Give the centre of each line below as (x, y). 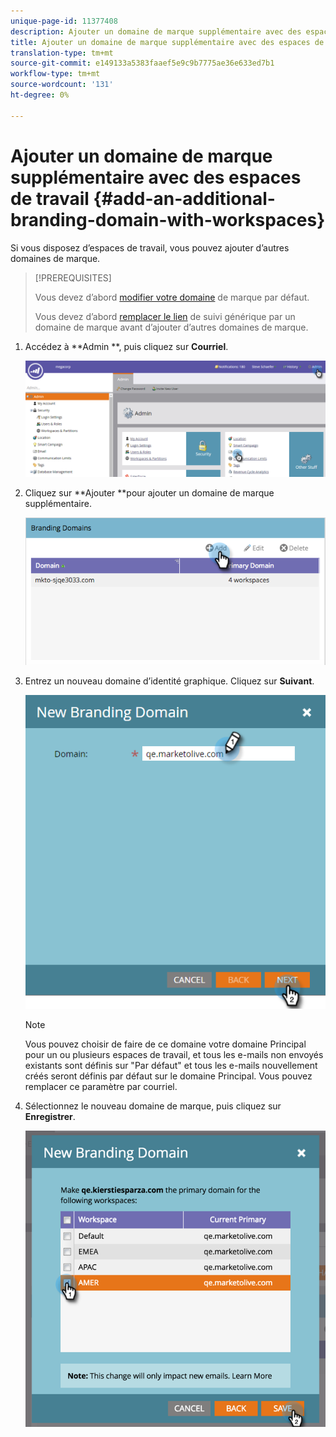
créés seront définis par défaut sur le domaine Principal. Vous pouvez (168, 1076)
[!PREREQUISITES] (73, 277)
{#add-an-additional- (184, 198)
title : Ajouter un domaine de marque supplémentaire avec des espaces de (167, 42)
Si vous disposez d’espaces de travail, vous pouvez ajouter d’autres (150, 247)
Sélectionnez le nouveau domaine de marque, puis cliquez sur (153, 1106)
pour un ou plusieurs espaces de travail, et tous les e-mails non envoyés (174, 1055)
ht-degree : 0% (40, 95)
